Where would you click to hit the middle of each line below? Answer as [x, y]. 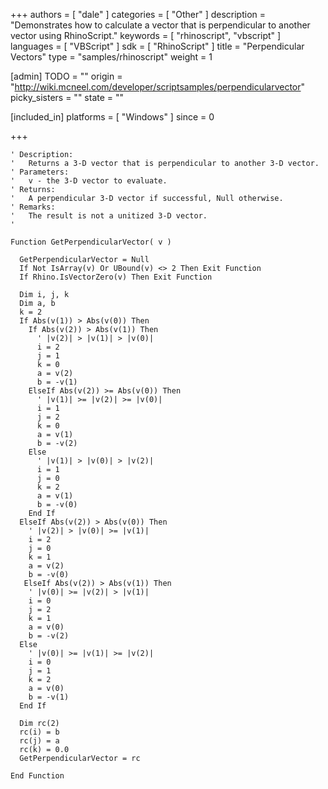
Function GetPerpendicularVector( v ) [91, 242]
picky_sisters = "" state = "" [67, 97]
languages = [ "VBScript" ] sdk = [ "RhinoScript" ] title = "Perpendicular [157, 46]
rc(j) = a [39, 741]
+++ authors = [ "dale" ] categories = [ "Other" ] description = [138, 14]
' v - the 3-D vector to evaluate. [89, 181]
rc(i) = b [39, 732]
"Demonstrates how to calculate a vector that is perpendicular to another [160, 25]
